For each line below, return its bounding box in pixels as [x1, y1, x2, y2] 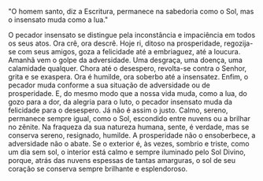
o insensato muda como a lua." [8, 15, 109, 24]
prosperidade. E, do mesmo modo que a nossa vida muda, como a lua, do [8, 89, 248, 98]
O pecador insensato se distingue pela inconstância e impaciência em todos [8, 31, 256, 39]
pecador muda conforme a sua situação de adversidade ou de [8, 80, 211, 90]
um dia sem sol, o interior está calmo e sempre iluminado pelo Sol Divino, [8, 147, 246, 157]
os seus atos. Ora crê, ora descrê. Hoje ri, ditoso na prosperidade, [8, 39, 223, 48]
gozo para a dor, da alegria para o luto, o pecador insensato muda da [8, 98, 232, 106]
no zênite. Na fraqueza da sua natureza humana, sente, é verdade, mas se [8, 122, 250, 131]
